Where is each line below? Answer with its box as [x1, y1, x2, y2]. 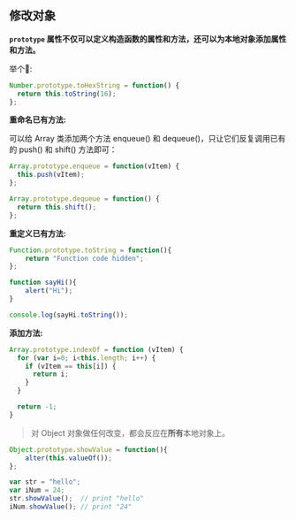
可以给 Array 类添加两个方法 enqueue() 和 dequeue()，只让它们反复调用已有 [9, 134, 286, 144]
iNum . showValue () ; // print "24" [9, 502, 133, 511]
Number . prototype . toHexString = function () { [9, 80, 179, 90]
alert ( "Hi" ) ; [25, 287, 73, 295]
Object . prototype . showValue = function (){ [9, 445, 168, 454]
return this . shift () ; [17, 203, 97, 211]
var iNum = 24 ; [9, 486, 65, 495]
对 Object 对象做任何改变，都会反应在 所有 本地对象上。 [30, 427, 231, 438]
